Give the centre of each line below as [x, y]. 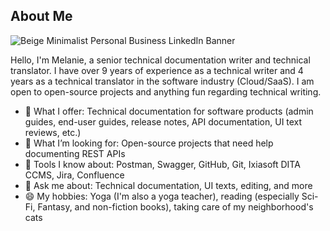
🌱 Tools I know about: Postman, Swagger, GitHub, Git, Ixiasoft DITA [162, 164]
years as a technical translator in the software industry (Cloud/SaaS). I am [162, 81]
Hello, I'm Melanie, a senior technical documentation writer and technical [160, 60]
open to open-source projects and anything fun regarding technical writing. [166, 91]
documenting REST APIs [75, 153]
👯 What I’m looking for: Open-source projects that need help [149, 143]
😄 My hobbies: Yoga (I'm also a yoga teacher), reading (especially [162, 196]
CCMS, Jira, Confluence [74, 175]
